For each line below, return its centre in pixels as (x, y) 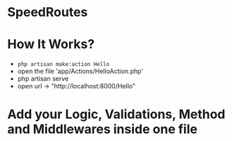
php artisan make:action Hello (63, 65)
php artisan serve (43, 79)
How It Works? (51, 45)
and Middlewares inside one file (102, 129)
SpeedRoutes (48, 12)
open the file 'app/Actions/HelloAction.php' (80, 72)
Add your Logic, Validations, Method (116, 115)
